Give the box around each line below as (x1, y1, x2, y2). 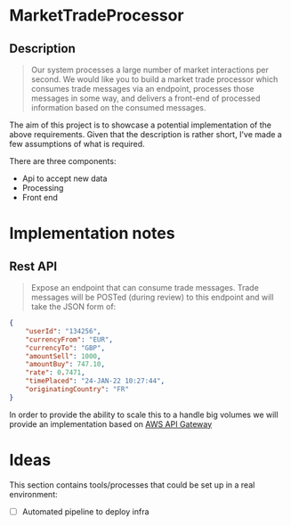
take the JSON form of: (30, 301, 117, 312)
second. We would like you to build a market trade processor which (30, 74, 279, 85)
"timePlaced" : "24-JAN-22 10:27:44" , (25, 376, 166, 386)
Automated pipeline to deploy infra (21, 505, 150, 517)
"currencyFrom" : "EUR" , (25, 335, 114, 344)
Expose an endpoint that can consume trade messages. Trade (30, 283, 260, 292)
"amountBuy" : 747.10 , (25, 360, 105, 369)
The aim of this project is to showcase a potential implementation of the (9, 119, 271, 130)
